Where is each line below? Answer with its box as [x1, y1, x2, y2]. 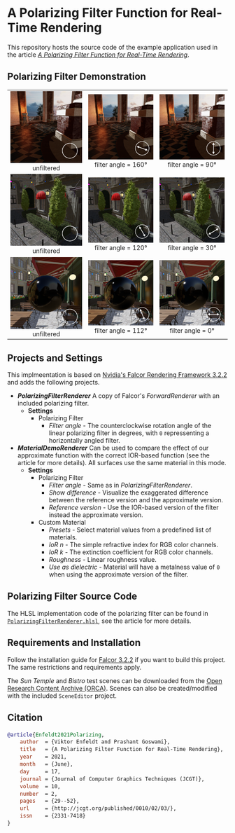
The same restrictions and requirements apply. [7, 663, 142, 671]
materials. [48, 533, 78, 542]
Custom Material [38, 518, 86, 527]
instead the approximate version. [48, 511, 143, 519]
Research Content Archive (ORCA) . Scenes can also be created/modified [7, 684, 218, 692]
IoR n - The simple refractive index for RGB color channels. [48, 541, 219, 549]
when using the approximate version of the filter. [48, 570, 189, 579]
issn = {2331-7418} [20, 813, 86, 820]
